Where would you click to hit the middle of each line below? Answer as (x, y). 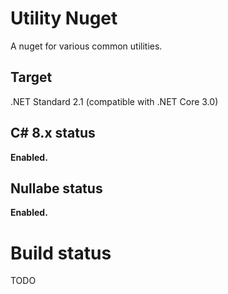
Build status (61, 253)
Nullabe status (56, 188)
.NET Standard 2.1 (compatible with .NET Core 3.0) (114, 101)
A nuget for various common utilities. (86, 46)
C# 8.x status (53, 133)
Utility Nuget (64, 18)
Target (31, 77)
